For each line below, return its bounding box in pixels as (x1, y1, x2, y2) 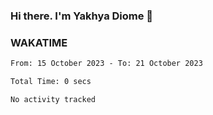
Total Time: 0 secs (10, 77, 92, 87)
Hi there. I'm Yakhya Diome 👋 (10, 9, 154, 23)
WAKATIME (10, 35, 68, 49)
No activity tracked (10, 94, 97, 104)
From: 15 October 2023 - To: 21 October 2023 (10, 59, 203, 69)
